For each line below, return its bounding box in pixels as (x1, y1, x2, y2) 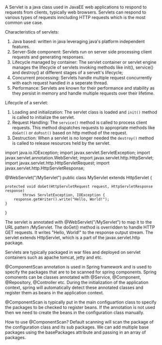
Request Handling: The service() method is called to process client (12, 119, 147, 125)
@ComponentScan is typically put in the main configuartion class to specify (5, 299, 157, 305)
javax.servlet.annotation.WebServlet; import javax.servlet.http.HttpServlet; (5, 155, 154, 160)
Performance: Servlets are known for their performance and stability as (12, 85, 155, 91)
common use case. (5, 19, 43, 25)
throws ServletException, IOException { (22, 192, 105, 197)
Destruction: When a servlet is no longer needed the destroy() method (12, 135, 154, 141)
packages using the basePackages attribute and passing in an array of (5, 329, 146, 335)
